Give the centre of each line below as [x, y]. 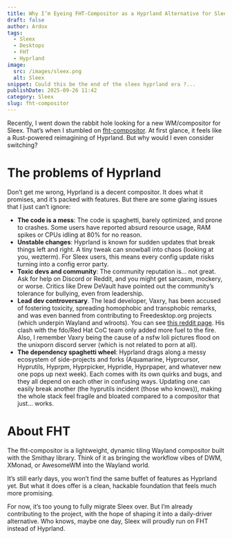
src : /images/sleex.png [47, 71]
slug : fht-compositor [38, 104]
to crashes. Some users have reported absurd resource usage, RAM [114, 227]
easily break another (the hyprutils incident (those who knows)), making [119, 389]
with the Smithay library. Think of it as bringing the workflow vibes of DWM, [115, 458]
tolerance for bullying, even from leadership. [80, 293]
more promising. [30, 493]
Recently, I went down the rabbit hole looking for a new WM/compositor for [114, 123]
